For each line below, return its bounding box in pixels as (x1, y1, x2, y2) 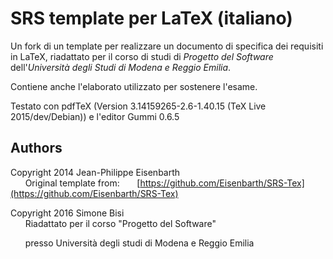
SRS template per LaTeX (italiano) (10, 7, 293, 30)
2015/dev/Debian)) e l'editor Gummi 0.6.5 (10, 110, 180, 122)
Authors (10, 140, 63, 157)
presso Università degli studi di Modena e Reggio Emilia (24, 237, 255, 249)
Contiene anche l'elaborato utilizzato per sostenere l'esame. (10, 80, 258, 92)
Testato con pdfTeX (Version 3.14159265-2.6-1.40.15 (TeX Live (10, 100, 267, 112)
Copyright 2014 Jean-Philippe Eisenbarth (10, 166, 181, 178)
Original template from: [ (24, 177, 141, 189)
